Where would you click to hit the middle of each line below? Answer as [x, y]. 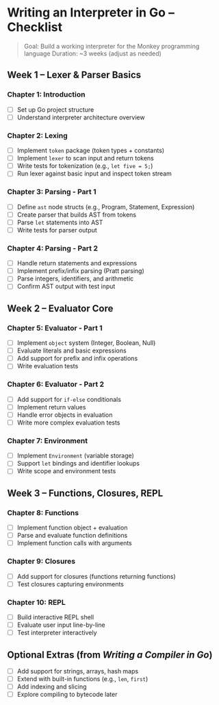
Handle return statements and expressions [77, 263]
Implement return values [51, 407]
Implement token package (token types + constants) [91, 151]
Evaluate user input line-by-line [61, 625]
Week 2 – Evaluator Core [60, 308]
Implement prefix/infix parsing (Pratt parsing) [81, 271]
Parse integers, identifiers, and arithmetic [75, 278]
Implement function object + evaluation [72, 528]
